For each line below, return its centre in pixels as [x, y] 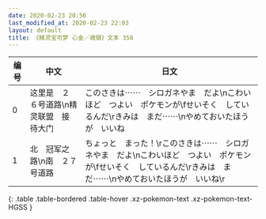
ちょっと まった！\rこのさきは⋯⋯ [151, 143]
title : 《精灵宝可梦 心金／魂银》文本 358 [71, 38]
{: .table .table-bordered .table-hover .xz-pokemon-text [99, 199]
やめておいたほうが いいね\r [171, 179]
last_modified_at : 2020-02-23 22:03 [68, 23]
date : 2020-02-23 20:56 [47, 15]
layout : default [35, 30]
